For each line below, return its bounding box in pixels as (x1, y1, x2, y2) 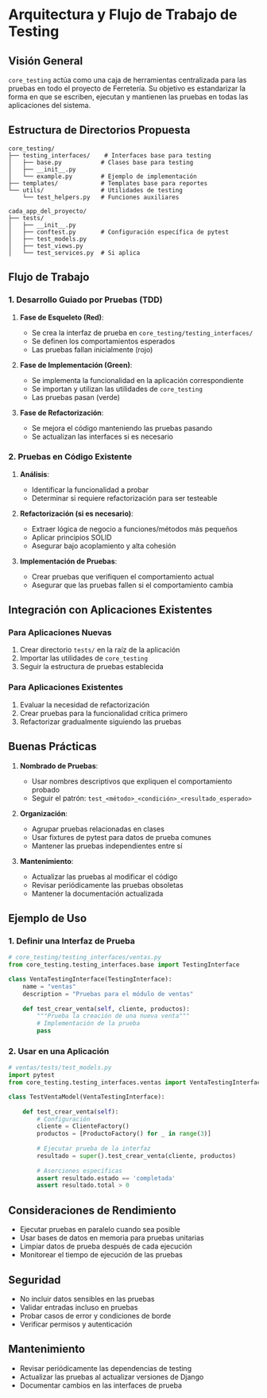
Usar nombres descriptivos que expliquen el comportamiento (31, 776, 233, 786)
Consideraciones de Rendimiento (8, 1203, 176, 1217)
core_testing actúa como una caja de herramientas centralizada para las (8, 76, 247, 84)
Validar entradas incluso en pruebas (19, 1302, 138, 1312)
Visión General (8, 54, 83, 68)
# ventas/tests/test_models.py (8, 1063, 112, 1072)
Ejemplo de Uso (8, 912, 87, 925)
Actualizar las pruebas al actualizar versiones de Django (19, 1372, 204, 1381)
